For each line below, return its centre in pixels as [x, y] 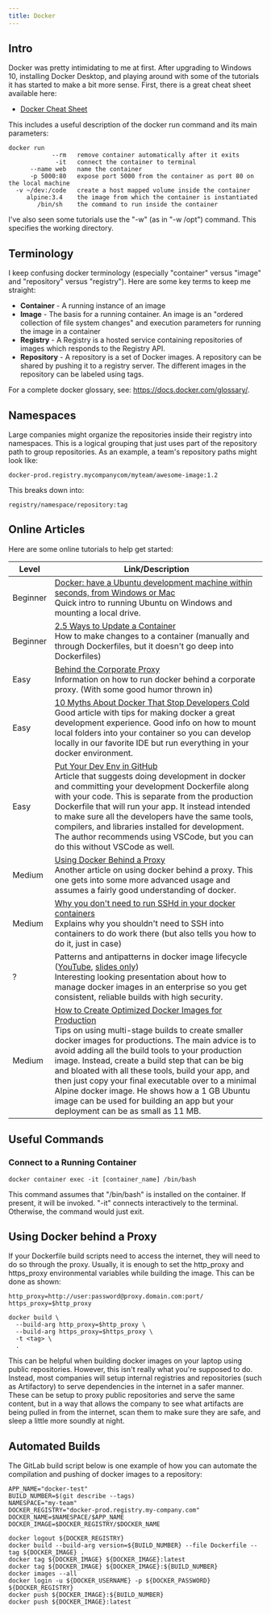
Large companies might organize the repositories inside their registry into [130, 435]
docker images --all [43, 1574]
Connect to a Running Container [73, 1162]
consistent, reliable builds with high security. [139, 997]
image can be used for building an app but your [144, 1100]
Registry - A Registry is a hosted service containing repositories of [131, 340]
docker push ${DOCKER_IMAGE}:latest [70, 1602]
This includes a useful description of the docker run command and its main [133, 125]
